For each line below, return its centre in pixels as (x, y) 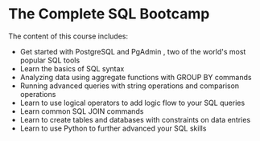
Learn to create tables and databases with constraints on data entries (135, 119)
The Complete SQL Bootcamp (109, 14)
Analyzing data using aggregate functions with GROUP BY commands (136, 77)
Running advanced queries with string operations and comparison (130, 86)
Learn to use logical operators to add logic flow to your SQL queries (132, 103)
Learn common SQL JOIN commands (82, 111)
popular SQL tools (50, 60)
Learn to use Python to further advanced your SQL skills (113, 128)
